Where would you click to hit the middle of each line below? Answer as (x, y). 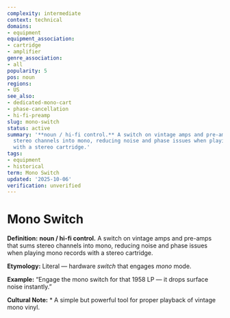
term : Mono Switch (33, 173)
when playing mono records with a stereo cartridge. (80, 253)
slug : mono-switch (33, 122)
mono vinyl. (23, 307)
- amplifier (24, 52)
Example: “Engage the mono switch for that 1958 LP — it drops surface (108, 280)
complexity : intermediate (44, 13)
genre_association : (35, 58)
